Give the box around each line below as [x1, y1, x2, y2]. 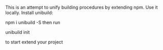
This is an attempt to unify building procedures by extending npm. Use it [5, 5, 158, 10]
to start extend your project [5, 39, 63, 45]
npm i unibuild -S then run [5, 20, 60, 25]
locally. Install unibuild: [5, 10, 53, 16]
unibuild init [5, 29, 30, 35]
